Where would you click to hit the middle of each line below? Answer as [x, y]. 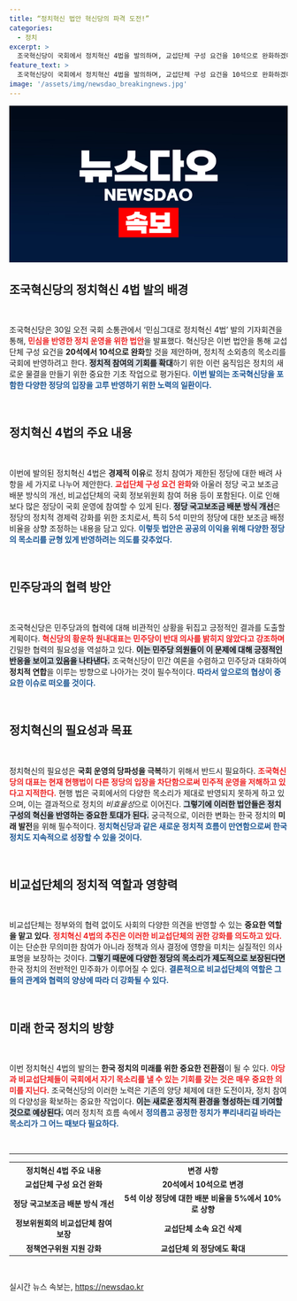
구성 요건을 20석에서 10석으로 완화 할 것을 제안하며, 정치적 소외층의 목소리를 [156, 352]
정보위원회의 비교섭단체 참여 [63, 1223]
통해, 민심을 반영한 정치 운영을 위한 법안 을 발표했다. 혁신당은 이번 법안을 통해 [140, 341]
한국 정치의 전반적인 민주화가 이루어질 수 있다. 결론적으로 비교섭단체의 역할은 [141, 969]
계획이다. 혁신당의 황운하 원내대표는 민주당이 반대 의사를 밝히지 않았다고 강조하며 [147, 639]
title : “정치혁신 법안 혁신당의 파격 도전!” [80, 19]
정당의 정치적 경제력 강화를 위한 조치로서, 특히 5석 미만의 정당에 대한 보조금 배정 [147, 517]
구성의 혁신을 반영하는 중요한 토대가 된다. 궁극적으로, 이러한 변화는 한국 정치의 [143, 815]
